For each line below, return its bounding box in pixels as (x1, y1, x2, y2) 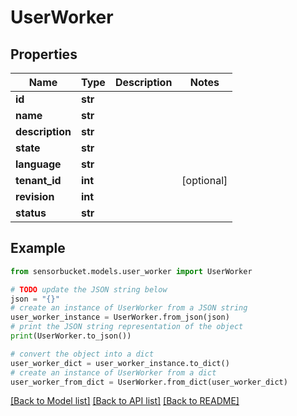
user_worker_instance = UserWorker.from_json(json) (10, 312, 230, 323)
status (15, 206, 47, 220)
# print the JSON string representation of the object (10, 322, 244, 332)
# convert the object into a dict (10, 349, 155, 359)
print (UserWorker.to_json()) (10, 331, 132, 341)
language (15, 157, 62, 171)
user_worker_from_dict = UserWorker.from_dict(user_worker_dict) (10, 377, 288, 387)
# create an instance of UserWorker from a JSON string (10, 303, 248, 313)
